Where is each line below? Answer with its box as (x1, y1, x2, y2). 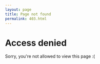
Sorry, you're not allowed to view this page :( (5, 53, 95, 59)
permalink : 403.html (5, 16, 47, 21)
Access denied (5, 37, 67, 48)
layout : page (5, 7, 32, 12)
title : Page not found (5, 12, 51, 17)
